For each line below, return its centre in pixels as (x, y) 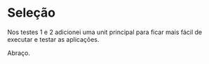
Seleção (32, 13)
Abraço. (19, 53)
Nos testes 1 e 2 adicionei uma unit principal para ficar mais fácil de (105, 32)
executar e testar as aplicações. (53, 39)
